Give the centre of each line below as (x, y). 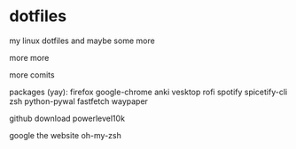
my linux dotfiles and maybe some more (82, 41)
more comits (32, 74)
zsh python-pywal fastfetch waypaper (79, 101)
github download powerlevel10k (67, 118)
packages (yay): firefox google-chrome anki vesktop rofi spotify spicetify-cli (148, 92)
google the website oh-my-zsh (65, 135)
